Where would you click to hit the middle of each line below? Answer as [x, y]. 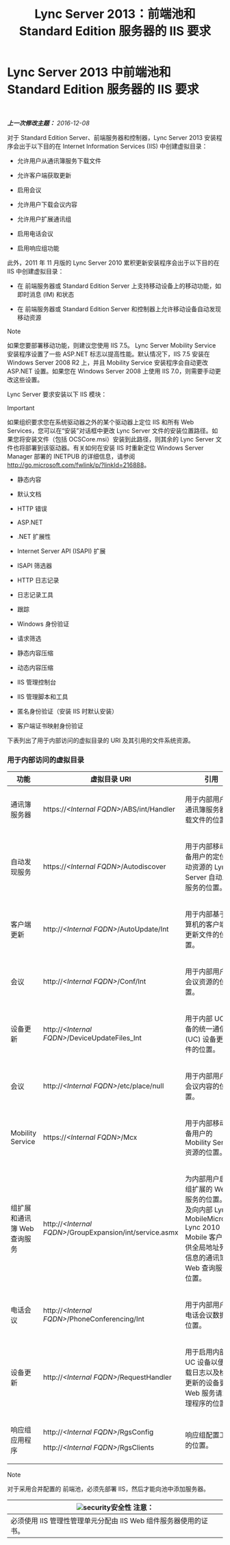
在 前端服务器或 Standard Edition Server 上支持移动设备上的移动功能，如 [119, 286]
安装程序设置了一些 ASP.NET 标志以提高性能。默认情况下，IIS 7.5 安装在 [108, 354]
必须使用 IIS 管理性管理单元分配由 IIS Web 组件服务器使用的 [106, 1521]
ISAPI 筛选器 [35, 565]
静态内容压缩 [35, 653]
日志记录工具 [35, 594]
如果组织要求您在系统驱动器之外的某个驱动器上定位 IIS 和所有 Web [101, 422]
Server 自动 [204, 877]
